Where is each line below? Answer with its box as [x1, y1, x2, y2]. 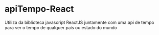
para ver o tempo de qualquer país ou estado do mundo [4, 24, 117, 30]
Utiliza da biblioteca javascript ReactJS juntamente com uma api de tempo [4, 19, 155, 25]
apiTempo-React [4, 3, 74, 15]
